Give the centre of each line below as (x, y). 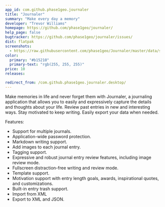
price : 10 (15, 69)
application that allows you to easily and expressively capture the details (78, 102)
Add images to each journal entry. (46, 147)
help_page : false (23, 32)
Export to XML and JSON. (38, 199)
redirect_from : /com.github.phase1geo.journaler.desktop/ (66, 83)
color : (12, 55)
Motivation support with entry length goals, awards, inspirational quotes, (85, 178)
